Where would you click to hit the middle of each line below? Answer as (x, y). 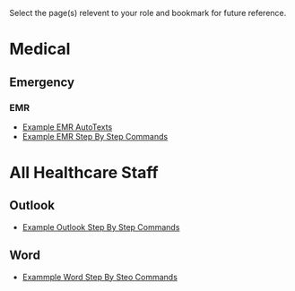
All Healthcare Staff (84, 173)
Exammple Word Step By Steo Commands (100, 277)
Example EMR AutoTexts (67, 127)
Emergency (42, 82)
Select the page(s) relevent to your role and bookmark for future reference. (148, 13)
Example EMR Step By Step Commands (95, 136)
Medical (40, 49)
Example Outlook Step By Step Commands (101, 227)
